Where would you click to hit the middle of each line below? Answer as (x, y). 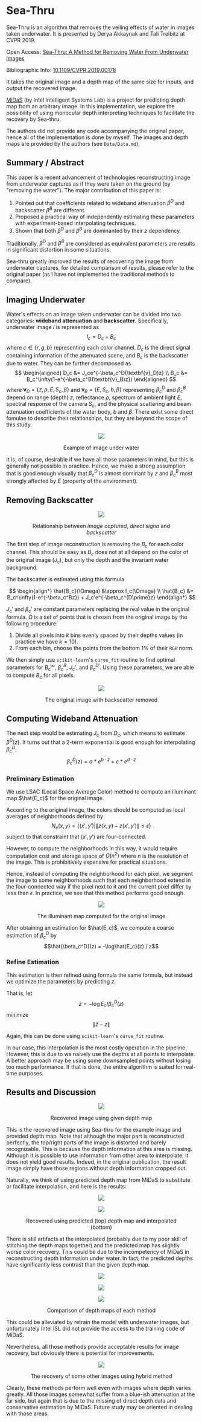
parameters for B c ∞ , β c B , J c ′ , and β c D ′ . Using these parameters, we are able (100, 667)
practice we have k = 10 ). (46, 642)
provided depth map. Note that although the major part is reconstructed (95, 1136)
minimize (17, 1014)
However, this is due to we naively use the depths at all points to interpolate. (101, 1054)
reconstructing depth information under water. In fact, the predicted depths (99, 1258)
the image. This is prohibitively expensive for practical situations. (87, 862)
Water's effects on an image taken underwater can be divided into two (93, 315)
